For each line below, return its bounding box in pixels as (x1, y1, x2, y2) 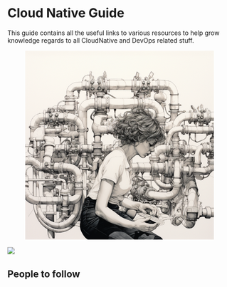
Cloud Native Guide (7, 5, 125, 21)
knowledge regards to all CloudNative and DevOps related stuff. (7, 36, 194, 44)
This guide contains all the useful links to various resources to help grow (7, 28, 220, 37)
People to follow (7, 268, 80, 281)
